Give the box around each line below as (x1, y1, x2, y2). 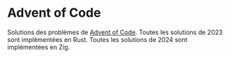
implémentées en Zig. (7, 43, 70, 51)
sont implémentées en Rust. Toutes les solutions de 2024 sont (7, 35, 188, 43)
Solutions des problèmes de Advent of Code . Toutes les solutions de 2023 (7, 28, 223, 36)
